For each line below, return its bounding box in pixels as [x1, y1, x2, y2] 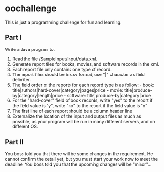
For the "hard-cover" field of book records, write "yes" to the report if [12, 98, 153, 103]
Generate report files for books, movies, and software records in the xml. [12, 61, 159, 67]
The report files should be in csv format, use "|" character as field [12, 72, 145, 77]
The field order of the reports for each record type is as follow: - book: [12, 82, 155, 88]
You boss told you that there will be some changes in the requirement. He [5, 150, 153, 157]
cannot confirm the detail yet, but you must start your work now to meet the [5, 156, 158, 162]
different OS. [12, 123, 38, 129]
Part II [5, 138, 23, 146]
